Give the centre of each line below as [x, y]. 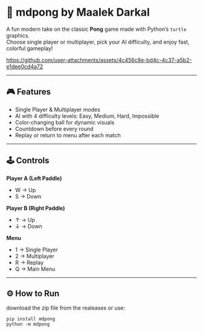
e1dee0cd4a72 [25, 66]
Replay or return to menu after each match [68, 135]
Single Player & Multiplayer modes [58, 109]
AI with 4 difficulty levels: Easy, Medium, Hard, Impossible [87, 116]
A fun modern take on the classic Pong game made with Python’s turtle [96, 29]
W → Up [25, 190]
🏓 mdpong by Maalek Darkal [78, 12]
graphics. [18, 35]
